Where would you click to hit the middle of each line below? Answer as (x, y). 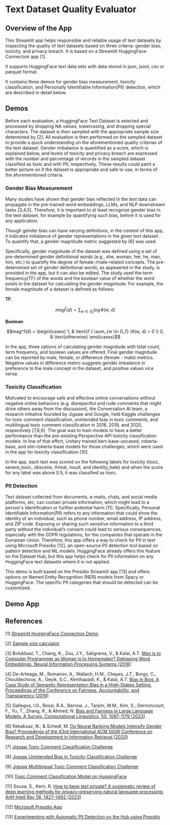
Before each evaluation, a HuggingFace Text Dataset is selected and (77, 121)
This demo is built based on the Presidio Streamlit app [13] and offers (77, 572)
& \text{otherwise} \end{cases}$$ (85, 336)
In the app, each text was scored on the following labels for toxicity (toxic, (82, 462)
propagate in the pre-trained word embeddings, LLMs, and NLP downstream (85, 205)
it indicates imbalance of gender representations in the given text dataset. (82, 236)
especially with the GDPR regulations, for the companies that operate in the (84, 535)
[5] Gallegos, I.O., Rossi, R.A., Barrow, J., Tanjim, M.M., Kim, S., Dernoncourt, (85, 705)
